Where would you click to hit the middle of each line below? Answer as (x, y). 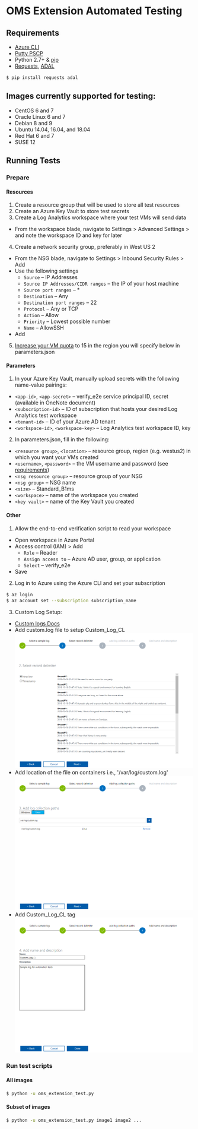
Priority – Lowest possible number (67, 321)
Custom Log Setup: (38, 612)
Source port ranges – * (52, 290)
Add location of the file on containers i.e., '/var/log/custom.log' (91, 772)
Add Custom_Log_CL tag (45, 915)
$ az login (20, 594)
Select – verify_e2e (47, 565)
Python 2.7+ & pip (37, 60)
